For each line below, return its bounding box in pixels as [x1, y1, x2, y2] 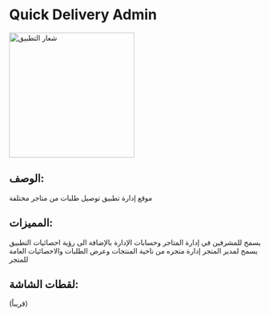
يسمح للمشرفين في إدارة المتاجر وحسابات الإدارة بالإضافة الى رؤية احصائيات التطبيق [9, 238, 261, 247]
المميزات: [9, 216, 54, 230]
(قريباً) [9, 298, 29, 309]
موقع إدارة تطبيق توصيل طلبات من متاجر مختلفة [9, 193, 153, 202]
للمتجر [9, 254, 29, 264]
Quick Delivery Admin [9, 6, 157, 24]
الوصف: [9, 172, 45, 186]
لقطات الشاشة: [9, 278, 79, 291]
